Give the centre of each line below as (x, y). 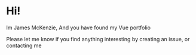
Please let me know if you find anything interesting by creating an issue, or (98, 39)
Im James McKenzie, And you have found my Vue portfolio (79, 27)
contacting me (24, 45)
